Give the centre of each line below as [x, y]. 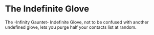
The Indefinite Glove [47, 9]
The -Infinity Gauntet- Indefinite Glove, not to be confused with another [77, 22]
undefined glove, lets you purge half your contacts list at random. [71, 27]
